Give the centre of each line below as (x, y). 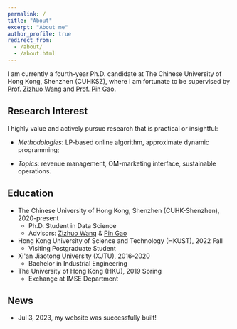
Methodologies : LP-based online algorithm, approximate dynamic (114, 142)
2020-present (38, 218)
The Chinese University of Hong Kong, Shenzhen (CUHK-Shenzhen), (118, 210)
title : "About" (30, 21)
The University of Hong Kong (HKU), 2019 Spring (90, 271)
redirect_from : (30, 41)
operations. (35, 171)
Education (31, 194)
